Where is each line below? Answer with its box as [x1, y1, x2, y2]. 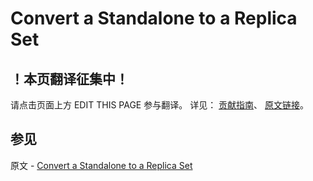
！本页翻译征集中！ [10, 70, 129, 87]
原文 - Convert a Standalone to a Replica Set [10, 159, 193, 171]
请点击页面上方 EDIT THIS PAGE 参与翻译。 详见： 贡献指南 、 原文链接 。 [10, 99, 310, 111]
